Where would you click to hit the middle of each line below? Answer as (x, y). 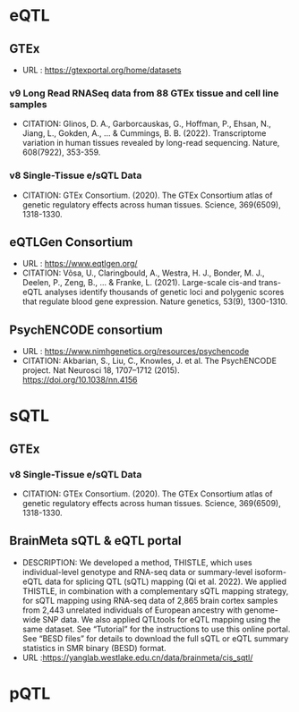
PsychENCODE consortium (86, 330)
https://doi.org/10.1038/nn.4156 (80, 380)
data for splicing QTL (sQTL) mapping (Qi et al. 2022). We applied (166, 581)
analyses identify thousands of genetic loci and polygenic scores (164, 292)
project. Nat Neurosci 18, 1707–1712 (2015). (101, 370)
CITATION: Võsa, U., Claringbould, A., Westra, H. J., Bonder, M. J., (144, 273)
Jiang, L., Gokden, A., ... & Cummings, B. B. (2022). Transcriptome (144, 133)
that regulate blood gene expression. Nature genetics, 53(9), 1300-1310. (155, 301)
